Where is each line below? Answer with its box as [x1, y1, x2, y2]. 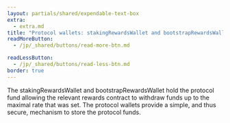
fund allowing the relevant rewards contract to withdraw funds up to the [7, 93, 210, 102]
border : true [7, 67, 44, 74]
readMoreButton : [7, 36, 53, 43]
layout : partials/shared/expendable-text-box [7, 10, 139, 17]
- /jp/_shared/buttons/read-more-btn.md [13, 42, 130, 49]
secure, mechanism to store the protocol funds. [7, 108, 142, 116]
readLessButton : [7, 54, 53, 62]
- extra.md [13, 23, 44, 30]
